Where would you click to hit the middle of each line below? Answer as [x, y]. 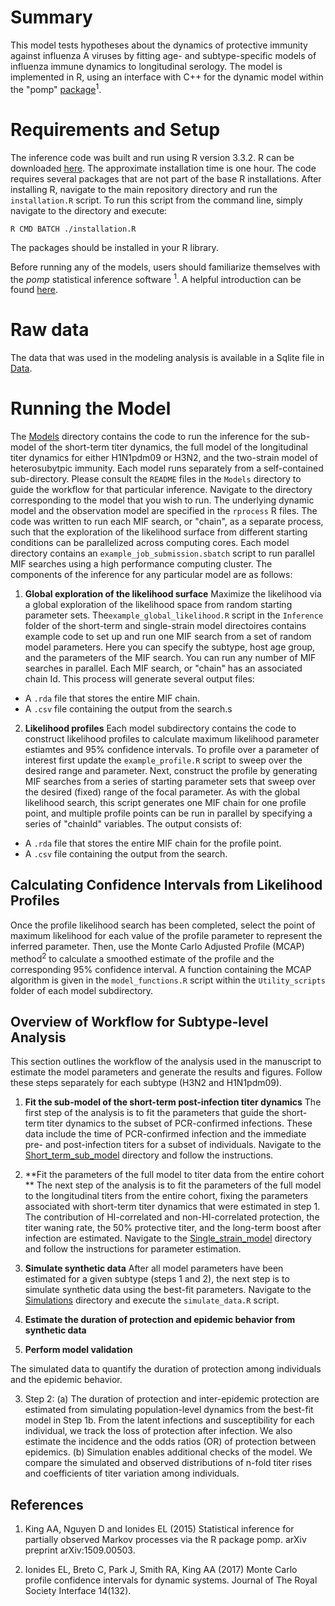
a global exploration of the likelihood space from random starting [158, 605]
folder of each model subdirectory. [82, 990]
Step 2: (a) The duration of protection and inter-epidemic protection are [172, 1399]
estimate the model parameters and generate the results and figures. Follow [166, 1072]
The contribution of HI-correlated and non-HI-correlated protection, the [172, 1217]
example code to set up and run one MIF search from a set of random [168, 637]
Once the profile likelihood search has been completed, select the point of [163, 925]
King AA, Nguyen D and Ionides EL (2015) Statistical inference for [159, 1529]
